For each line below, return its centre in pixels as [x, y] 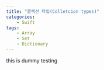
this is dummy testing [32, 60]
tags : [13, 28]
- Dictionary [32, 44]
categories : [20, 17]
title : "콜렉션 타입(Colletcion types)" [53, 11]
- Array [26, 33]
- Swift [26, 22]
